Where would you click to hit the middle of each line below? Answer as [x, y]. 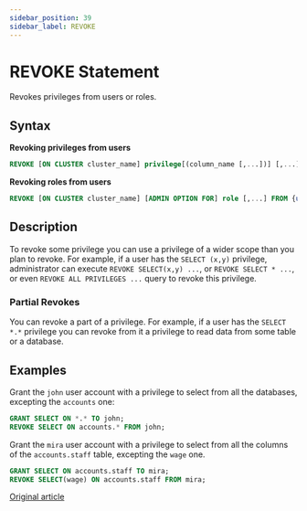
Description [43, 227]
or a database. [37, 341]
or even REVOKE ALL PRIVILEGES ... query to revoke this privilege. [133, 278]
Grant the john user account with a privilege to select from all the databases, [153, 392]
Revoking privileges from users [70, 148]
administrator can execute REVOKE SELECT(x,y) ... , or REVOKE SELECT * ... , [152, 268]
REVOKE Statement [85, 72]
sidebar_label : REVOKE [53, 27]
